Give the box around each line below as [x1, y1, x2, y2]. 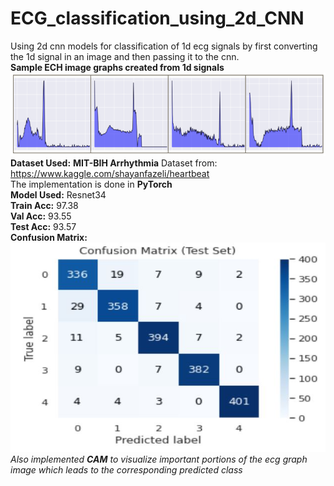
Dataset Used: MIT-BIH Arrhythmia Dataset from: [10, 157, 218, 169]
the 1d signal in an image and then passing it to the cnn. [10, 50, 240, 62]
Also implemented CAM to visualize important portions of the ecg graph [10, 453, 308, 465]
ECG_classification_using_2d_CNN [10, 7, 305, 30]
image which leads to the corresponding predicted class [10, 463, 243, 476]
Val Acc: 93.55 [10, 210, 72, 222]
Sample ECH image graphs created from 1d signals [10, 61, 225, 73]
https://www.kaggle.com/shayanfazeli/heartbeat [10, 167, 210, 179]
